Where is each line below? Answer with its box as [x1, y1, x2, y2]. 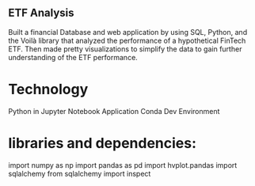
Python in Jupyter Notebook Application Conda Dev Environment [8, 106, 220, 116]
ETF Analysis [8, 6, 74, 20]
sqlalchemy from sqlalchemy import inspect [8, 169, 151, 178]
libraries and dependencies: [8, 134, 196, 152]
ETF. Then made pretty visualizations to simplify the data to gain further [8, 44, 242, 54]
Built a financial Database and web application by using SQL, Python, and [8, 27, 248, 36]
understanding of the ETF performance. [8, 52, 139, 62]
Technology [8, 81, 89, 98]
